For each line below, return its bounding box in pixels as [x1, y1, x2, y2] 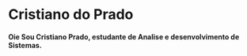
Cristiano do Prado [8, 6, 134, 24]
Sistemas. [8, 40, 42, 50]
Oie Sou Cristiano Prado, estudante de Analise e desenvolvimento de [8, 32, 240, 41]
